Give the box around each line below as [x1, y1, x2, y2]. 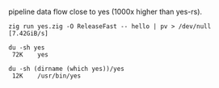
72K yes [11, 51, 48, 59]
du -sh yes [8, 44, 45, 52]
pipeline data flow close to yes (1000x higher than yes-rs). [8, 7, 203, 16]
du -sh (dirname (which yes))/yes [8, 65, 125, 73]
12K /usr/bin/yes [11, 72, 82, 80]
